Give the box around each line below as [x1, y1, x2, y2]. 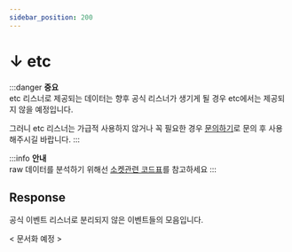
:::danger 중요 [9, 82, 59, 92]
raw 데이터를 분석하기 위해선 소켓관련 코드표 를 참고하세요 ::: [9, 163, 217, 174]
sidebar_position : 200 [9, 12, 93, 22]
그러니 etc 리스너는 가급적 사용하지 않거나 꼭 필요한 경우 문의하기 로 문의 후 [9, 122, 267, 133]
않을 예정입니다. [18, 104, 74, 114]
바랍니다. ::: [39, 134, 81, 145]
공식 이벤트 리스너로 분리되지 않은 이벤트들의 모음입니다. [9, 215, 204, 225]
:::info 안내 [9, 153, 47, 163]
